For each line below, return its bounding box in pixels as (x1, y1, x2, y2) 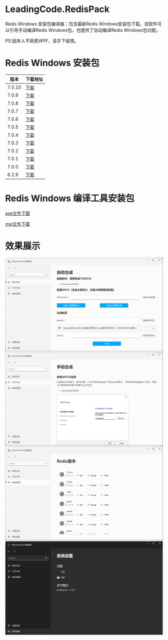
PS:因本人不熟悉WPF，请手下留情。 (5, 38, 79, 44)
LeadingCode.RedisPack (5, 4, 110, 15)
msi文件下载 (5, 221, 30, 227)
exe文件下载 (5, 210, 30, 216)
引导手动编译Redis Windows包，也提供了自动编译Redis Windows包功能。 (9, 27, 161, 33)
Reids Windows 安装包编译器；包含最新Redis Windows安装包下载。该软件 (5, 21, 157, 27)
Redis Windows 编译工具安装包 (5, 193, 134, 204)
